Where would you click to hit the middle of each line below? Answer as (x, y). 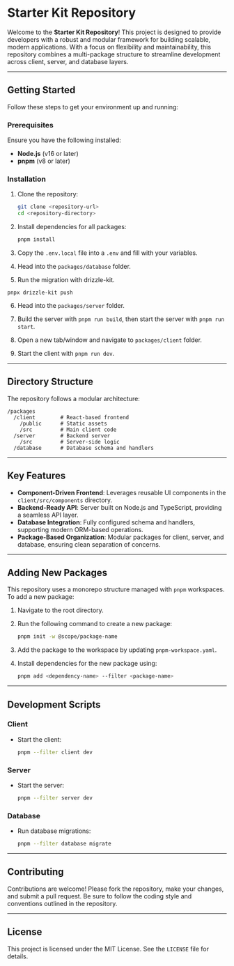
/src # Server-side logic (70, 442)
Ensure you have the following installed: (64, 140)
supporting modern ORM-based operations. (80, 529)
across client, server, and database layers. (68, 61)
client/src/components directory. (65, 500)
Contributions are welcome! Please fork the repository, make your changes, (116, 889)
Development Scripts (54, 704)
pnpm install (36, 240)
